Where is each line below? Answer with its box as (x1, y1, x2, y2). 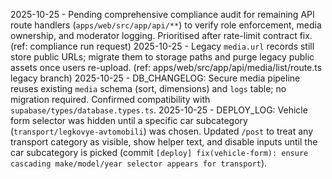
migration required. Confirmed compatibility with (10, 94, 211, 105)
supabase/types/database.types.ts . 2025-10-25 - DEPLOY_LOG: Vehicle (10, 104, 308, 116)
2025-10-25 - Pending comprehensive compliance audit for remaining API (10, 9, 315, 20)
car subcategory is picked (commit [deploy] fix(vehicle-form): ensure (10, 147, 309, 158)
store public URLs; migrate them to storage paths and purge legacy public (10, 51, 315, 63)
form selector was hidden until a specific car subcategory (10, 115, 248, 126)
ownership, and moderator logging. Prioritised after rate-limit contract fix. (10, 30, 313, 41)
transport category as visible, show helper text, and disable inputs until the (10, 136, 318, 148)
